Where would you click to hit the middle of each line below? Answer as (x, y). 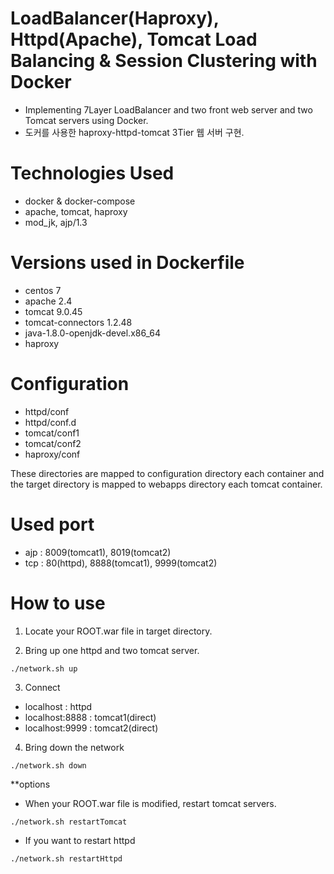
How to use (58, 603)
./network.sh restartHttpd (66, 858)
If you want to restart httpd (80, 840)
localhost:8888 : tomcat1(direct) (90, 717)
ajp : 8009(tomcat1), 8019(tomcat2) (98, 552)
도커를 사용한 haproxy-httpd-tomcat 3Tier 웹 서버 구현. (134, 132)
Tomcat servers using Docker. (86, 120)
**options (30, 784)
